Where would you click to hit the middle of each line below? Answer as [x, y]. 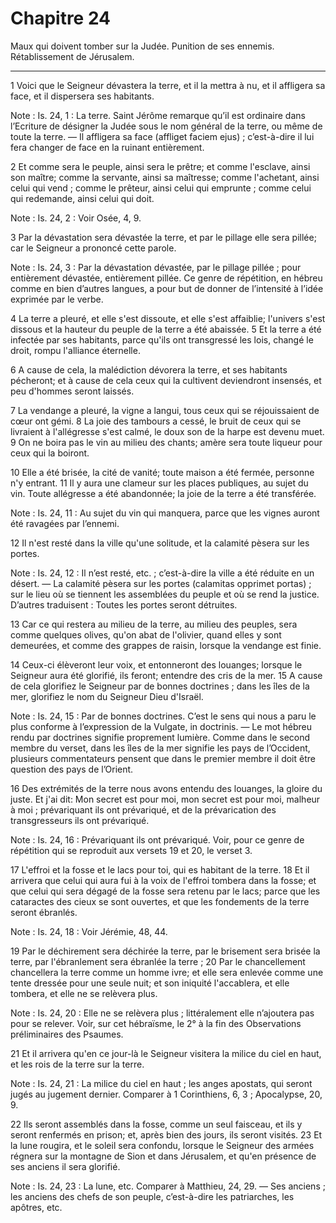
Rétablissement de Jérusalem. [72, 56]
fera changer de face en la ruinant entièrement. [107, 147]
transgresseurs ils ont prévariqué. [80, 820]
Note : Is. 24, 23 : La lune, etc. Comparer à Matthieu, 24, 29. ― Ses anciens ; [168, 1186]
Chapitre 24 [61, 18]
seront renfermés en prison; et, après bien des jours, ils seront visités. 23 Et [166, 1134]
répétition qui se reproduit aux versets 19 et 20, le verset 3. [131, 850]
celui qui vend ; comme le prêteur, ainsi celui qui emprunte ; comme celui [161, 188]
